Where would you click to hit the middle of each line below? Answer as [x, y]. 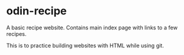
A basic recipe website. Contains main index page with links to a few [92, 27]
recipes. [16, 33]
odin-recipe [36, 11]
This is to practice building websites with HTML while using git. [85, 45]
